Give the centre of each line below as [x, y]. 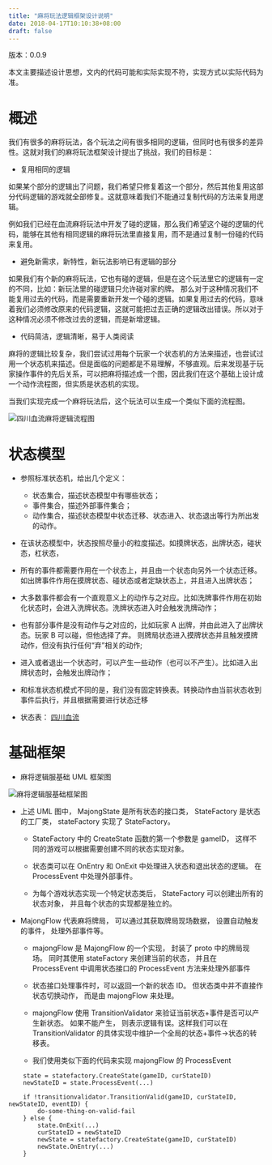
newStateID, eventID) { [49, 1104]
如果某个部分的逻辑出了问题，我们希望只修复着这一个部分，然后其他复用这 [132, 186]
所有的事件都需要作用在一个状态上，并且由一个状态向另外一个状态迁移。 [140, 570]
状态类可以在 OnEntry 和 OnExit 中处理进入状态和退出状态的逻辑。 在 [147, 866]
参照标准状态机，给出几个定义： [73, 478]
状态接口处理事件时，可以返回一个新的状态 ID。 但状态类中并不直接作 [148, 986]
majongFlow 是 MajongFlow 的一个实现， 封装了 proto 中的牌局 [137, 948]
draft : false [30, 31]
